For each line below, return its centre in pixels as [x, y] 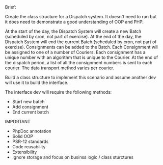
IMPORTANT [18, 122]
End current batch [30, 112]
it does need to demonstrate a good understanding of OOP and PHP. [74, 22]
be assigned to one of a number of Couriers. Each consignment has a [75, 52]
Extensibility [25, 152]
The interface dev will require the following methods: [58, 92]
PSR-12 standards [30, 141]
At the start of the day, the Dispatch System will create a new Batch [73, 31]
